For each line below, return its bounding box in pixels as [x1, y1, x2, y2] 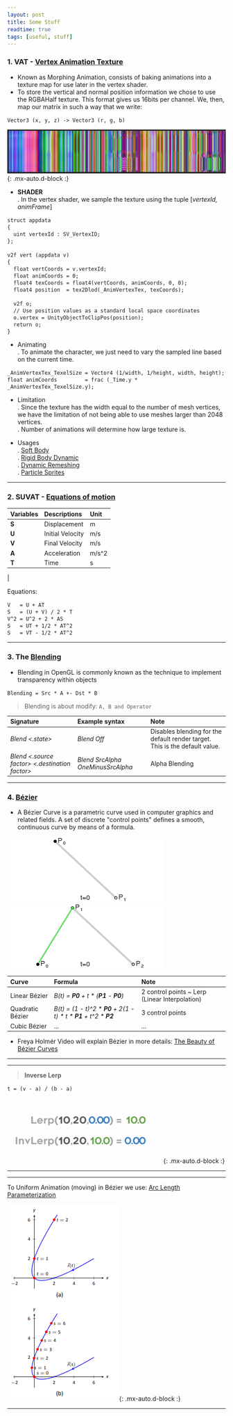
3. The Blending [7, 652, 62, 662]
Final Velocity [44, 539, 83, 547]
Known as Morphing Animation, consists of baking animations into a [17, 73, 212, 81]
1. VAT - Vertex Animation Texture [7, 57, 123, 67]
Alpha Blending [150, 759, 194, 768]
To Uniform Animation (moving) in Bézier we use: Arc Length [7, 1183, 180, 1192]
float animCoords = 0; [13, 272, 79, 280]
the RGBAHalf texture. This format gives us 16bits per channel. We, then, [17, 95, 225, 104]
